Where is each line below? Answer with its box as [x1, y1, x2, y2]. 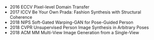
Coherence [9, 14, 33, 20]
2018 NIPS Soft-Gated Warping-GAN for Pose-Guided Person [9, 19, 133, 25]
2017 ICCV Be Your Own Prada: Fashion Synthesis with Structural [9, 9, 141, 15]
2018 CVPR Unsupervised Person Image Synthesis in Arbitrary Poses [9, 25, 149, 30]
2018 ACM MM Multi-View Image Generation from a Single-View [9, 30, 139, 35]
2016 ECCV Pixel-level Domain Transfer [9, 4, 89, 10]
